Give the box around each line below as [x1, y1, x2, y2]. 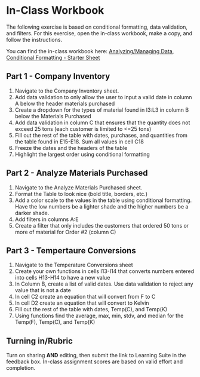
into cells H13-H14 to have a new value [14, 274, 110, 281]
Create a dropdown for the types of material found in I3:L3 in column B [14, 106, 189, 114]
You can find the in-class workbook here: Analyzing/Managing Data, [6, 47, 174, 54]
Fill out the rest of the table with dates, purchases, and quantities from [14, 131, 188, 139]
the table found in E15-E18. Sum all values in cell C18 [14, 138, 144, 145]
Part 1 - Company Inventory [6, 71, 110, 81]
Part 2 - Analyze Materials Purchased [6, 168, 148, 178]
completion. [6, 364, 36, 372]
